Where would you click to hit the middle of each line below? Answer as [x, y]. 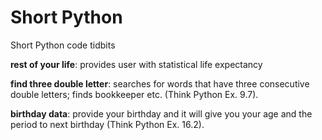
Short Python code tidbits [63, 45]
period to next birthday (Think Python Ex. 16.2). [107, 124]
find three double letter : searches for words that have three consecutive [160, 83]
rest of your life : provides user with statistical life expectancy [136, 64]
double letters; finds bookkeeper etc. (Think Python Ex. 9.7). [134, 94]
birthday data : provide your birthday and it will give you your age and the [161, 113]
